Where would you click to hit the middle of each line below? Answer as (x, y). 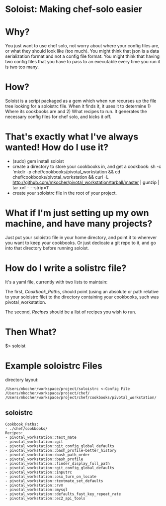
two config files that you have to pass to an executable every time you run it (83, 62)
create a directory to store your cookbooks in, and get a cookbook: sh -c (87, 166)
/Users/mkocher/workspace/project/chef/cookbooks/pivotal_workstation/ (81, 397)
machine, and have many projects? (79, 224)
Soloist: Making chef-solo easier (74, 9)
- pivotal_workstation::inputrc (39, 472)
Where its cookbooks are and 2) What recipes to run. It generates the (76, 112)
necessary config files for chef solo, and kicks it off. (58, 117)
